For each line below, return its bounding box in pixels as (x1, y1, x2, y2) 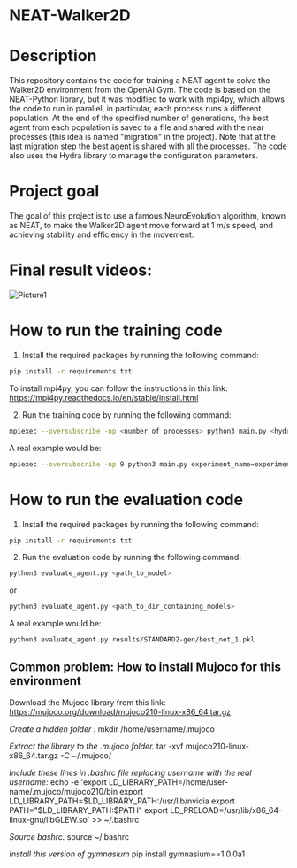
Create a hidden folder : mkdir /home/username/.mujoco (9, 723, 215, 734)
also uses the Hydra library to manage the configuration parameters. (9, 150, 259, 161)
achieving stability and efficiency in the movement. (9, 229, 194, 240)
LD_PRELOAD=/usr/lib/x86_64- (170, 804, 283, 815)
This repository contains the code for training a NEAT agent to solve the (9, 75, 270, 86)
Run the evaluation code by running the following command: (21, 552, 241, 563)
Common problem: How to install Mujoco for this (9, 660, 281, 675)
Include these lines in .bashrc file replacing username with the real (9, 767, 252, 778)
